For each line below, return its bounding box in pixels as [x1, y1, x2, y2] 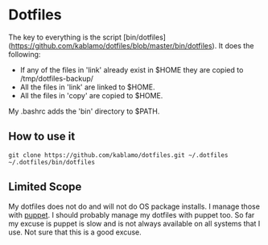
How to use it [8, 130, 76, 143]
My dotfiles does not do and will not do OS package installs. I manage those [8, 201, 260, 211]
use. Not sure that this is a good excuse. [8, 227, 142, 237]
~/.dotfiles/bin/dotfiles [8, 158, 95, 166]
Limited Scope [8, 180, 82, 194]
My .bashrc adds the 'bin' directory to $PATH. [8, 106, 160, 116]
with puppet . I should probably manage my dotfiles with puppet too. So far [8, 210, 255, 219]
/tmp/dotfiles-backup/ [19, 73, 94, 83]
